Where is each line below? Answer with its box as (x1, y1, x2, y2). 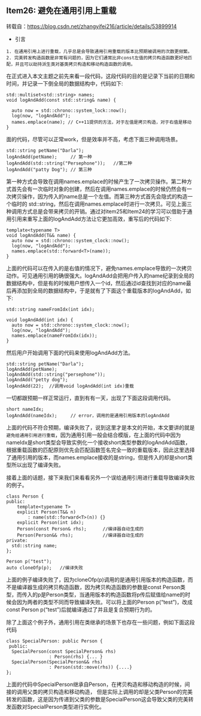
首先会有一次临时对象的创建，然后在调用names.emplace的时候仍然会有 (11, 185, 187, 193)
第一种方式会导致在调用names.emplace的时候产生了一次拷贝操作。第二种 (6, 178, 187, 185)
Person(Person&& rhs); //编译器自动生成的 (17, 532, 144, 538)
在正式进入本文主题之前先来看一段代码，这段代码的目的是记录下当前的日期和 (6, 72, 195, 80)
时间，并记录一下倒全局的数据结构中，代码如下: (6, 80, 124, 87)
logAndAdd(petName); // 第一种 (6, 154, 92, 160)
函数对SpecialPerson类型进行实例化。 (11, 703, 105, 710)
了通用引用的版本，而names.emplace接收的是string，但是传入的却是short (6, 453, 188, 461)
